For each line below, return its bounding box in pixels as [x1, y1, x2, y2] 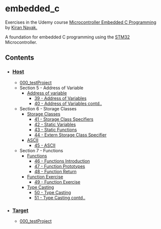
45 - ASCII [34, 142, 56, 148]
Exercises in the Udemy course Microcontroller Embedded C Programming [5, 19, 157, 25]
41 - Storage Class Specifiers [34, 116, 94, 122]
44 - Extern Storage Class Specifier [34, 131, 107, 138]
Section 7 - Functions [19, 147, 63, 153]
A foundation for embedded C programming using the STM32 [5, 34, 130, 40]
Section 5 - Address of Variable [19, 85, 84, 91]
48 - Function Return [34, 168, 77, 174]
